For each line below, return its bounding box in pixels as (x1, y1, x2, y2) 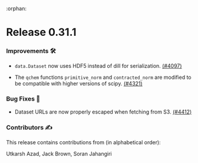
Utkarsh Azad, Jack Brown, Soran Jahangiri (6, 150, 112, 158)
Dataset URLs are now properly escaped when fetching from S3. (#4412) (14, 108, 192, 115)
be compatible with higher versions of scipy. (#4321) (14, 80, 143, 87)
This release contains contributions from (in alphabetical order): (6, 139, 161, 146)
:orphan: (6, 5, 27, 12)
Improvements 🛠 (6, 47, 56, 55)
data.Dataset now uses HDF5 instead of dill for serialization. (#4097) (14, 62, 182, 69)
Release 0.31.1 (6, 26, 77, 39)
